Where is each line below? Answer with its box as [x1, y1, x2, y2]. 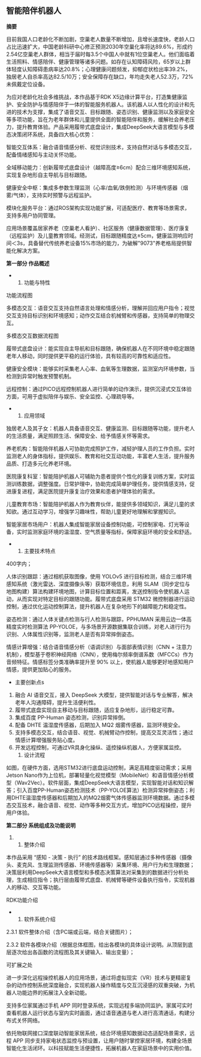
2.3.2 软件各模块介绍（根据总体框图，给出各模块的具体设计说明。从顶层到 [6, 941, 188, 948]
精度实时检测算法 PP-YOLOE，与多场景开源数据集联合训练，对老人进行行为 [6, 623, 191, 630]
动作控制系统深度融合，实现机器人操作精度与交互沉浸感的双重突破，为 [16, 981, 190, 989]
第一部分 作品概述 [6, 260, 50, 267]
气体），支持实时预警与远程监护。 [13, 191, 95, 199]
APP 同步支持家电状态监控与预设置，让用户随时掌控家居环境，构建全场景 [13, 1037, 193, 1044]
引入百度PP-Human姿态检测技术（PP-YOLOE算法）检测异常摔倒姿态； [16, 786, 190, 794]
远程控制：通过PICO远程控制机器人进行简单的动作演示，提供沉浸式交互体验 [6, 385, 192, 392]
